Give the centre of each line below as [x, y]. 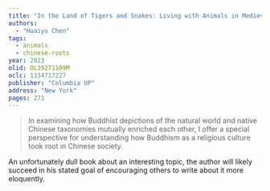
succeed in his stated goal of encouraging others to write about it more [126, 170]
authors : [23, 23]
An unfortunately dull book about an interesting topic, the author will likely [131, 162]
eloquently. [27, 179]
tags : [17, 38]
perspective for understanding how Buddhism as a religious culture [139, 138]
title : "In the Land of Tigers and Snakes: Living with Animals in [124, 16]
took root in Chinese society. [75, 146]
